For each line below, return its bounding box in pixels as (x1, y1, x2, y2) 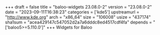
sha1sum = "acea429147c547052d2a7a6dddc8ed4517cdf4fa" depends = (5, 19, 152, 25)
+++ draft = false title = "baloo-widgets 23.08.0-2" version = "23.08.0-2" (5, 4, 152, 10)
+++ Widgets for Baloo (46, 24, 93, 30)
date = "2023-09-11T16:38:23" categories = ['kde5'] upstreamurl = (5, 9, 140, 15)
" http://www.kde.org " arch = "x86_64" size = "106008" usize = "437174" (5, 14, 151, 20)
